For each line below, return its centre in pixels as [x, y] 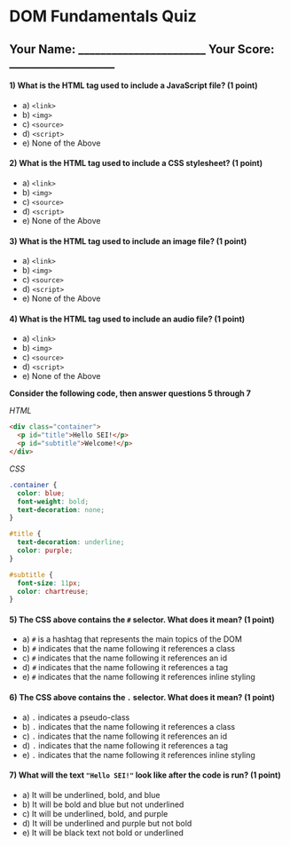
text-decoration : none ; [61, 510]
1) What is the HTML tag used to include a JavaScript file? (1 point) [133, 85]
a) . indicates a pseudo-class [76, 717]
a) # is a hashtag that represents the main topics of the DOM [132, 639]
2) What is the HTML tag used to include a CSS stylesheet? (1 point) [136, 163]
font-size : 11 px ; [49, 583]
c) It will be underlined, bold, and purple [95, 813]
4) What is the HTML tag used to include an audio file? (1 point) [127, 319]
